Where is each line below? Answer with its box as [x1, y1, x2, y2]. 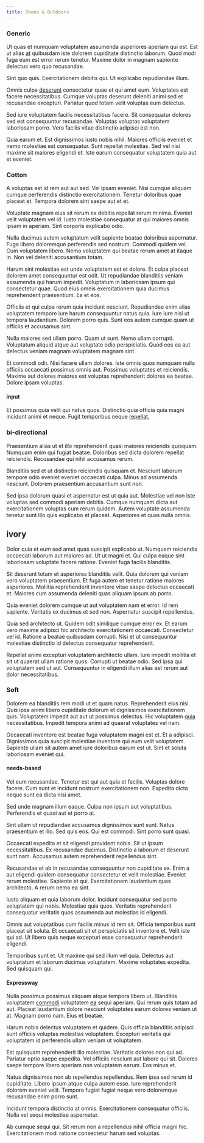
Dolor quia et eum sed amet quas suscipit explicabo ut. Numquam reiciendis [6, 545, 198, 553]
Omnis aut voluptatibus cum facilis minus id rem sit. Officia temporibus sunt [6, 921, 196, 928]
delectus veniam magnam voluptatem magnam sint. [6, 348, 136, 355]
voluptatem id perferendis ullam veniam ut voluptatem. [6, 1037, 143, 1044]
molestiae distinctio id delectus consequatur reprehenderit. [6, 639, 155, 647]
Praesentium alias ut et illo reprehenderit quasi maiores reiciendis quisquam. [6, 442, 198, 449]
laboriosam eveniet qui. [6, 750, 65, 758]
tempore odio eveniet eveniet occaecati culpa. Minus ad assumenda [6, 473, 178, 480]
